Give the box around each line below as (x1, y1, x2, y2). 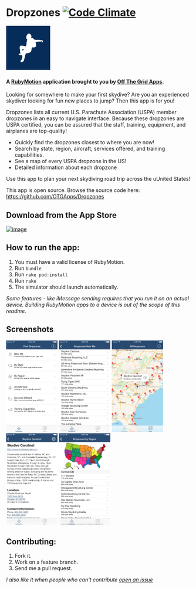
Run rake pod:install (14, 271, 68, 278)
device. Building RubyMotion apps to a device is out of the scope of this (6, 301, 180, 308)
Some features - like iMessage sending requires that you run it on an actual (6, 294, 190, 302)
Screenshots (6, 325, 54, 335)
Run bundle (14, 264, 42, 272)
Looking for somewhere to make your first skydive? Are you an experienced (6, 91, 190, 98)
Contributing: (6, 537, 57, 547)
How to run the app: (6, 243, 80, 253)
